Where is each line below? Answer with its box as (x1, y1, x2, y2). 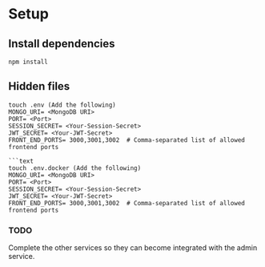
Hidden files (8, 79, 70, 93)
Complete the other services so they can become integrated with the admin (8, 243, 258, 253)
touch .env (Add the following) (8, 101, 116, 109)
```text (8, 157, 34, 165)
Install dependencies (8, 37, 115, 51)
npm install (8, 58, 48, 66)
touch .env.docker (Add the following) (8, 164, 142, 172)
